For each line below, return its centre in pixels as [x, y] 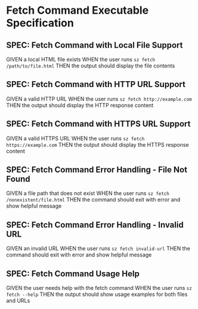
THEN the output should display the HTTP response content [80, 105]
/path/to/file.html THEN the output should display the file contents [91, 66]
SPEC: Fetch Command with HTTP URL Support [96, 84]
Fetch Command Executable [78, 10]
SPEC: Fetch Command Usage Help [73, 274]
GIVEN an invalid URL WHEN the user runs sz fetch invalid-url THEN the [98, 249]
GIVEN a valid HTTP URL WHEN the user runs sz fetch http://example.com [99, 98]
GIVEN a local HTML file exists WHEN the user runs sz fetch [81, 59]
